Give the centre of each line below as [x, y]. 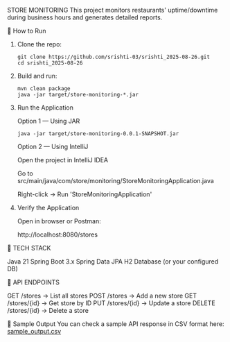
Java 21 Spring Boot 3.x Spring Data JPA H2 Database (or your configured [113, 262]
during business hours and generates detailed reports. [85, 17]
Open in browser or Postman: [59, 221]
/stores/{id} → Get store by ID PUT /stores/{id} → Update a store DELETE [112, 303]
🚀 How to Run [27, 31]
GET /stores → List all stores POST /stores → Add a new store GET [102, 296]
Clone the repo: [39, 44]
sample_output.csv [34, 331]
